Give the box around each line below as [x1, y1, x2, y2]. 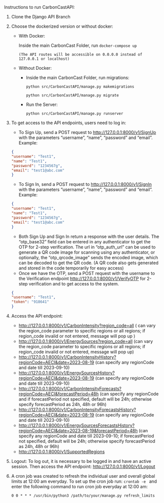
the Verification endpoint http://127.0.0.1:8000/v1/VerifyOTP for [18, 275, 146, 281]
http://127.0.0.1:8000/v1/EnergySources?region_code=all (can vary [18, 338, 153, 344]
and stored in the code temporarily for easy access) [18, 265, 124, 271]
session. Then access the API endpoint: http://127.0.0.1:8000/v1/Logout [11, 463, 156, 469]
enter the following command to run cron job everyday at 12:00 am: [11, 484, 148, 489]
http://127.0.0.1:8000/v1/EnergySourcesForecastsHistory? [18, 422, 135, 428]
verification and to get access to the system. [29, 280, 119, 286]
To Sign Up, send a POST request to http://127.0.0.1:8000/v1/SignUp [18, 130, 156, 135]
